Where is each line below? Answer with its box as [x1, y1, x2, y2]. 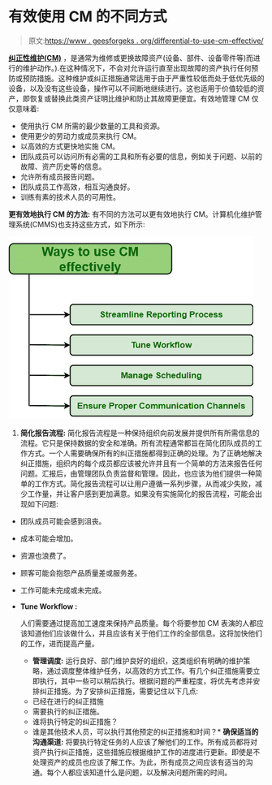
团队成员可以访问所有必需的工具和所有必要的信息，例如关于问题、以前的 [19, 151, 262, 161]
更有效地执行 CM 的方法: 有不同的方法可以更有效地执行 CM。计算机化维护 [8, 209, 256, 219]
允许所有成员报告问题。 [19, 171, 99, 181]
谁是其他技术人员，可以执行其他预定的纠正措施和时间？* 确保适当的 [32, 727, 259, 736]
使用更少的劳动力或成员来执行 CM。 [19, 131, 141, 140]
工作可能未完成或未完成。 [19, 585, 106, 595]
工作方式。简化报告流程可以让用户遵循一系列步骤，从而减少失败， [34, 478, 256, 488]
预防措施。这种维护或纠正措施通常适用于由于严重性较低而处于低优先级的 [22, 73, 265, 83]
